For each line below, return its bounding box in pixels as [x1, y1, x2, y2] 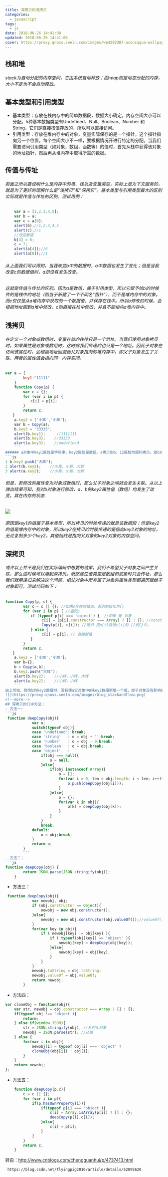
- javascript [9, 17, 37, 22]
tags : [5, 21, 16, 27]
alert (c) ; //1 [14, 227, 41, 233]
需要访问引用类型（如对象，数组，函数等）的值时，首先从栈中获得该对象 [12, 143, 161, 149]
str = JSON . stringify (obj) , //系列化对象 [23, 1025, 107, 1030]
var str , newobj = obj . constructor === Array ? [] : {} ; [14, 1007, 135, 1012]
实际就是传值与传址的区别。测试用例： [5, 193, 84, 199]
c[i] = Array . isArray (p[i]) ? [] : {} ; [49, 1110, 133, 1115]
